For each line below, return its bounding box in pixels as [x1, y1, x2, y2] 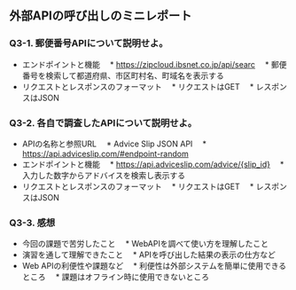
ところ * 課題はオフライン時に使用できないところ [21, 271, 210, 282]
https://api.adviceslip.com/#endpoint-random [21, 148, 189, 159]
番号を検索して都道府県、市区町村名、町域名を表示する [21, 70, 224, 81]
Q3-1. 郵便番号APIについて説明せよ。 [9, 37, 168, 50]
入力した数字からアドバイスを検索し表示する [21, 169, 186, 180]
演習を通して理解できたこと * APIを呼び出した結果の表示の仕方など [21, 249, 277, 260]
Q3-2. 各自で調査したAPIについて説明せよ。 [9, 116, 198, 129]
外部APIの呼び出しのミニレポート [9, 8, 192, 24]
